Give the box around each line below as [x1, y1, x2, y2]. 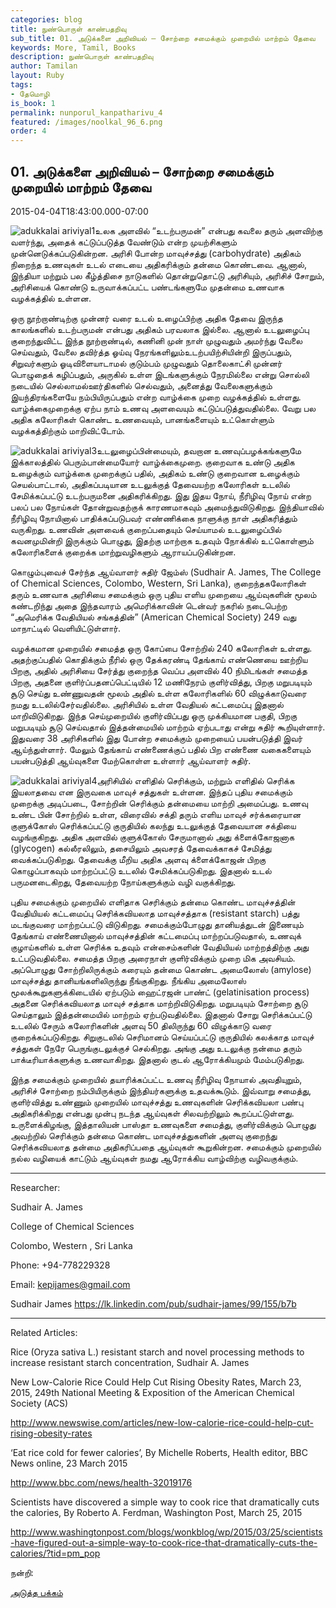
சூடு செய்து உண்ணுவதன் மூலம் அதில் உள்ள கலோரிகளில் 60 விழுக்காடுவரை [10, 687, 307, 699]
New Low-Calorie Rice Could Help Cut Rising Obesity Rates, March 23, [10, 1376, 302, 1388]
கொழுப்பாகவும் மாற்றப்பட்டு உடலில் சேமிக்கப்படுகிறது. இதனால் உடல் [10, 864, 272, 876]
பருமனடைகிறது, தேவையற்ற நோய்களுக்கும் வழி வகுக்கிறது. [10, 876, 237, 888]
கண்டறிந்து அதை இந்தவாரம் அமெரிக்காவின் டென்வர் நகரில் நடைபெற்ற [10, 599, 288, 611]
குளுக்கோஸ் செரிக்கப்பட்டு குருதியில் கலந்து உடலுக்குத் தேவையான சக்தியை [10, 819, 297, 831]
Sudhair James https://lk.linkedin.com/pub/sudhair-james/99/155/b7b [10, 1297, 297, 1310]
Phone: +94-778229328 [10, 1259, 111, 1271]
